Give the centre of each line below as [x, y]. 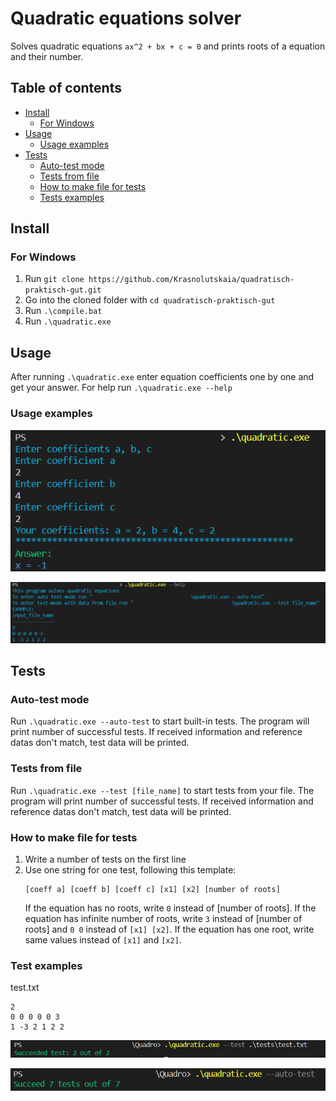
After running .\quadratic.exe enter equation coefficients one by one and [162, 377]
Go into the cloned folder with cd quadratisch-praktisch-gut [150, 300]
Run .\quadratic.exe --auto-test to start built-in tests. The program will [160, 721]
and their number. [47, 56]
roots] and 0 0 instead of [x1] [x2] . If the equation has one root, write [169, 929]
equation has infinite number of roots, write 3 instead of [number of [163, 919]
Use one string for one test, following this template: [130, 870]
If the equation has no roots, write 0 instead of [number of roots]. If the [170, 908]
